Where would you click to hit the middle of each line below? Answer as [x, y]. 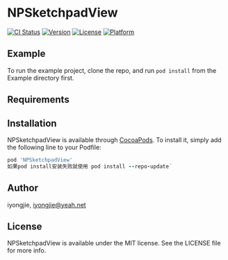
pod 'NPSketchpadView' [40, 160]
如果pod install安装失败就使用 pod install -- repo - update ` [90, 166]
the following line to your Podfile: [55, 147]
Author [23, 188]
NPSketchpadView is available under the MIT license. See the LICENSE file [114, 243]
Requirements [38, 99]
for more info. [27, 250]
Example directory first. [41, 78]
